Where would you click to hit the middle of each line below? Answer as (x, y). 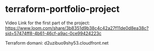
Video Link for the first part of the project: (48, 23)
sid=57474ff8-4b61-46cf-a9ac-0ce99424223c (53, 33)
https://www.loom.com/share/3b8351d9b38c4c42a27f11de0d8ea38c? (77, 28)
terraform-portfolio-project (62, 9)
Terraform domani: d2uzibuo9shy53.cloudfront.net (57, 43)
